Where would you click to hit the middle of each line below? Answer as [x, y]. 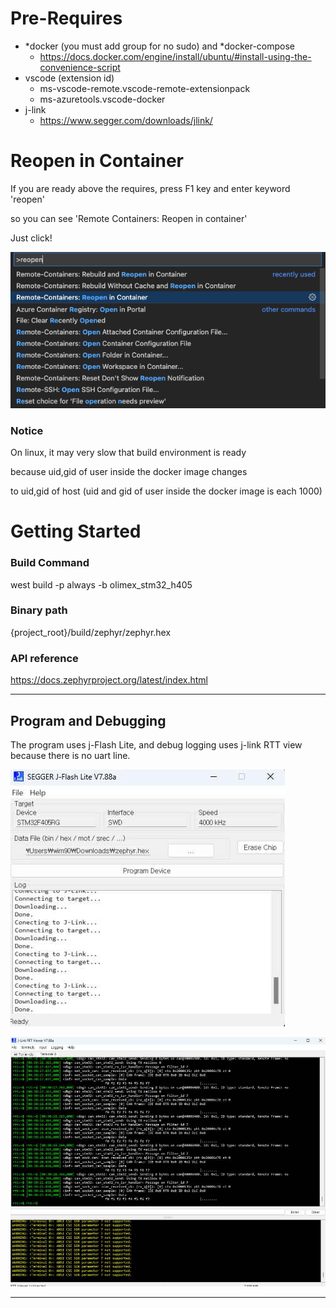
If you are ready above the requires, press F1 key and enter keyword [150, 188]
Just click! [31, 238]
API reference [44, 658]
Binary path [39, 610]
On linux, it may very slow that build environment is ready [128, 453]
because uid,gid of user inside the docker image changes [129, 472]
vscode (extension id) [69, 78]
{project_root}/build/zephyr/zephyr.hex [91, 632]
